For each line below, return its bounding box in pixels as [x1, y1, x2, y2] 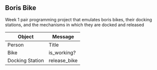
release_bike [48, 57, 78, 64]
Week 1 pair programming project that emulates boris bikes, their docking [5, 16, 152, 22]
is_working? [48, 49, 76, 56]
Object [18, 33, 34, 40]
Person [7, 41, 24, 48]
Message [52, 33, 75, 40]
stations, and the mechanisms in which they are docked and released [5, 22, 144, 28]
